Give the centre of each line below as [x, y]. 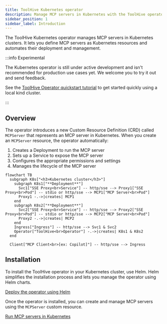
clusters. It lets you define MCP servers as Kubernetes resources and [76, 43]
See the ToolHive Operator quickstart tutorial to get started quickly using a [81, 88]
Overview [21, 118]
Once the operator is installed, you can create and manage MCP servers [79, 301]
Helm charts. [18, 282]
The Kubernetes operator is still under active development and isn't [74, 67]
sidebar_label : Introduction [35, 24]
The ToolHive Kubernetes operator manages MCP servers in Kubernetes [79, 38]
